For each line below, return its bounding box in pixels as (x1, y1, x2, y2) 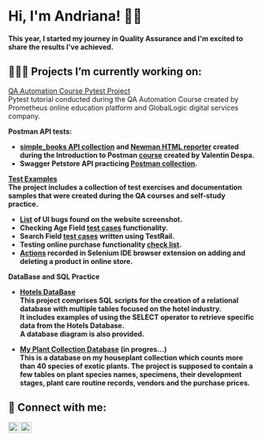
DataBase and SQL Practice (8, 272, 100, 281)
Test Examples (8, 174, 58, 183)
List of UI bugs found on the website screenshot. (19, 214, 183, 224)
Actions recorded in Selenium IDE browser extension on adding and (19, 248, 246, 258)
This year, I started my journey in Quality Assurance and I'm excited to (8, 33, 243, 43)
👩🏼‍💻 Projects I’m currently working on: (8, 65, 203, 78)
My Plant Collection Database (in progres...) (19, 344, 167, 354)
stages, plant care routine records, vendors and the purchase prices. (19, 378, 250, 387)
